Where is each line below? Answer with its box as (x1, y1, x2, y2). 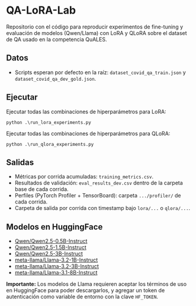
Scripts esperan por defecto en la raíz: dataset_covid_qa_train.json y (14, 69, 187, 76)
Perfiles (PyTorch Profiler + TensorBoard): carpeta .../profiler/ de (14, 192, 182, 199)
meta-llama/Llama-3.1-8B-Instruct (14, 269, 98, 276)
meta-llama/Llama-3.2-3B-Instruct (14, 263, 99, 270)
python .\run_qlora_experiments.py (6, 141, 94, 147)
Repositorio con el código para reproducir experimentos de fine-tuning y (6, 23, 184, 30)
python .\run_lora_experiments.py (6, 119, 92, 125)
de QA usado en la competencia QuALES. (6, 36, 107, 43)
